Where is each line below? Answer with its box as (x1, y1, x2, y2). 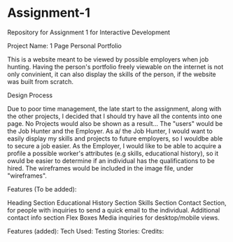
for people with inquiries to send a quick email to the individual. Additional (7, 206, 220, 214)
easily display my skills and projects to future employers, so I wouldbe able (7, 134, 223, 143)
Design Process (7, 91, 53, 99)
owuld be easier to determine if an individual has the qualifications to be (7, 156, 215, 165)
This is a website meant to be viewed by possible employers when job (7, 55, 209, 64)
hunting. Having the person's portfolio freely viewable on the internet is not (7, 62, 224, 71)
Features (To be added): (7, 185, 77, 193)
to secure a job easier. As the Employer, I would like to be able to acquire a (7, 141, 222, 150)
